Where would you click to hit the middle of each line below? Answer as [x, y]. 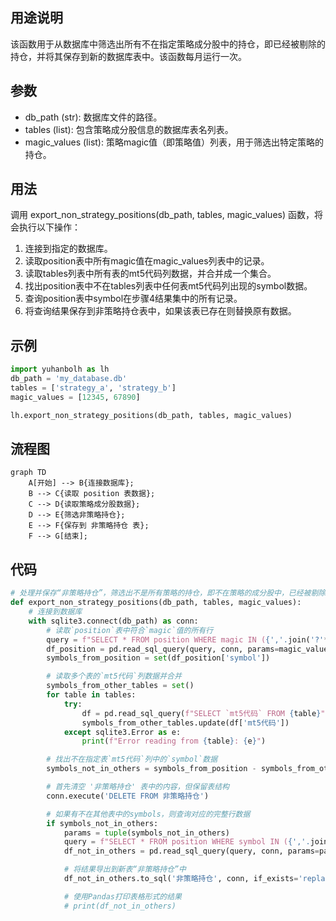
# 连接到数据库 [55, 612]
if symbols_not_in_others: [102, 823]
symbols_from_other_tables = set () [120, 686]
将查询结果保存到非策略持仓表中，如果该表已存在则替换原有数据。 [160, 311]
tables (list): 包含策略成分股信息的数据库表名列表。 [129, 129]
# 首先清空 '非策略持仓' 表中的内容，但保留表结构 [138, 787]
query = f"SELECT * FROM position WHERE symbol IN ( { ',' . [187, 842]
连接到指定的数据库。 [68, 249]
